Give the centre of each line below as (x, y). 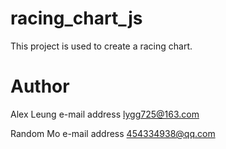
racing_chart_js (76, 18)
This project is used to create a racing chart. (101, 46)
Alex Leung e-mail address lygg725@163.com (105, 114)
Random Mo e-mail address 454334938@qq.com (113, 133)
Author (40, 86)
